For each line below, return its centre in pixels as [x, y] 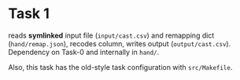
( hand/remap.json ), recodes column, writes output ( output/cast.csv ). [120, 43]
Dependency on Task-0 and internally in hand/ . [84, 52]
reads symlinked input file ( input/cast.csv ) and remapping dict [111, 35]
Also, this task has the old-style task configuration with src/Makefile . [120, 67]
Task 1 [29, 14]
